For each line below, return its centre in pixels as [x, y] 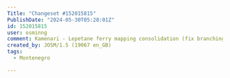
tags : [15, 52]
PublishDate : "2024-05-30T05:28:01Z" [61, 20]
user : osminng [27, 32]
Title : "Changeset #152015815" [52, 13]
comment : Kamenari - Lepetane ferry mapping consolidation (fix [101, 39]
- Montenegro [32, 58]
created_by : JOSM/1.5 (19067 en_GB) [59, 45]
